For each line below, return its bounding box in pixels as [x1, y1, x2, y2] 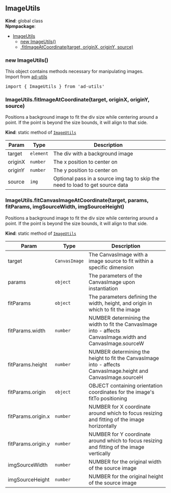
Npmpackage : [5, 23, 36, 29]
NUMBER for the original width [89, 458, 162, 465]
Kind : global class [5, 17, 43, 24]
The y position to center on [53, 167, 118, 174]
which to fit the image [89, 306, 141, 313]
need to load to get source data [53, 182, 128, 189]
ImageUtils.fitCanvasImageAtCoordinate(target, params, [5, 197, 149, 204]
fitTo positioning [89, 395, 127, 402]
